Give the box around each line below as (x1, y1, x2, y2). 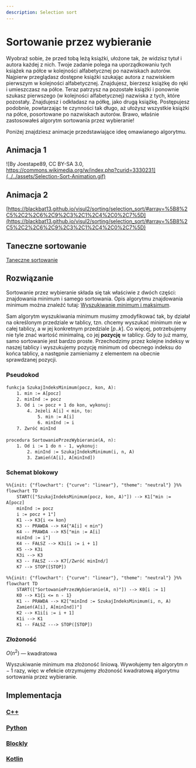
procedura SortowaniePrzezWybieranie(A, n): (6, 437, 116, 444)
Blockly (6, 739, 28, 748)
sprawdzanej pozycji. (6, 356, 57, 363)
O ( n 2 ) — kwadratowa (6, 649, 57, 657)
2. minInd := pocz (16, 396, 61, 403)
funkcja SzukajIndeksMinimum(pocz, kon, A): (6, 385, 116, 391)
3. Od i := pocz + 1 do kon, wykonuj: (16, 402, 111, 409)
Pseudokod (6, 371, 39, 379)
